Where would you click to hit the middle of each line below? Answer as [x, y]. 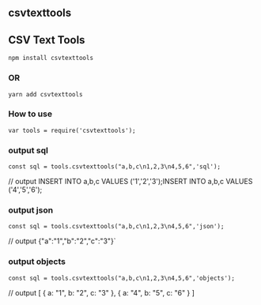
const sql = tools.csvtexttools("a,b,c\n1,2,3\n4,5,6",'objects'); [122, 278]
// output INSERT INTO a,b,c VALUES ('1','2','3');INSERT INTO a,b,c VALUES [130, 182]
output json [31, 210]
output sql [28, 150]
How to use [30, 114]
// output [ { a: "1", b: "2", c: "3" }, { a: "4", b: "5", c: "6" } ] [102, 292]
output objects [37, 262]
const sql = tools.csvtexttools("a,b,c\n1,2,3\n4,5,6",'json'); [116, 227]
